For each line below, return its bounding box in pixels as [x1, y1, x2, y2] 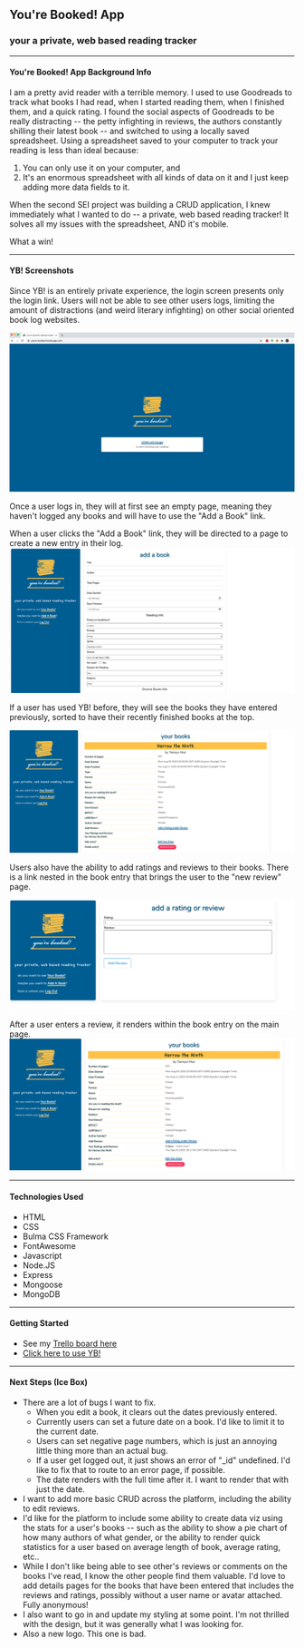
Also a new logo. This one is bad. [22, 1628, 147, 1639]
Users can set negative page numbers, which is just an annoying [35, 1435, 278, 1446]
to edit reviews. [22, 1503, 81, 1514]
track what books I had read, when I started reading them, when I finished [9, 96, 285, 107]
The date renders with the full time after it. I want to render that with [35, 1474, 290, 1485]
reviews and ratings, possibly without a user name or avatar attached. [22, 1589, 283, 1600]
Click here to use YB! [22, 1347, 101, 1359]
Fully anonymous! [22, 1599, 89, 1610]
